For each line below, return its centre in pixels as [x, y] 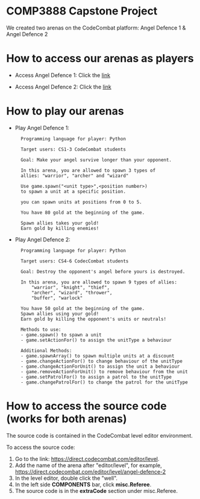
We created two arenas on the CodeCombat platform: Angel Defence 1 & [96, 28]
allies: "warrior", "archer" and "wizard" [75, 176]
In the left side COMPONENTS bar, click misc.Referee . [83, 484]
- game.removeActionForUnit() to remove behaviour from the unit [104, 371]
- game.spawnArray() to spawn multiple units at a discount [98, 356]
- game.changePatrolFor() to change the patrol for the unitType [104, 382]
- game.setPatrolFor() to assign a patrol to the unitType [96, 377]
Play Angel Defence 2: [42, 240]
